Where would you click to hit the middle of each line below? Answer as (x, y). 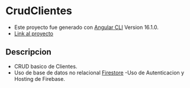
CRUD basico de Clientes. (46, 66)
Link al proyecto (34, 33)
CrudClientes (39, 11)
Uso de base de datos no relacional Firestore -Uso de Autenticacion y (99, 73)
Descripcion (28, 52)
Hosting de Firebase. (40, 79)
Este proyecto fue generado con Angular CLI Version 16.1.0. (86, 27)
